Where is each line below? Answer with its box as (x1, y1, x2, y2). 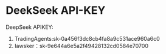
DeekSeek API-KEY (5, 4, 106, 17)
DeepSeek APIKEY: (5, 23, 54, 31)
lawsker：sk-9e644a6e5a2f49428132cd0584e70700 (14, 42, 148, 49)
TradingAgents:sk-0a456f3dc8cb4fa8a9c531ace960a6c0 (14, 35, 161, 42)
